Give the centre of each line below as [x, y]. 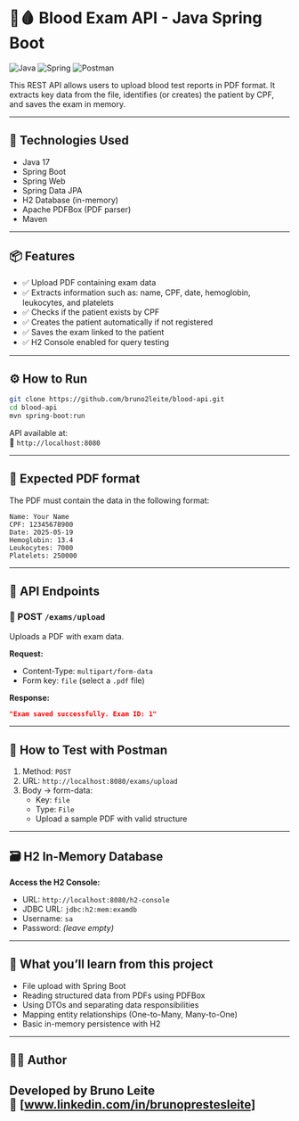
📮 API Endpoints [55, 592]
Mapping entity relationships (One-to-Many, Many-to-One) [130, 1014]
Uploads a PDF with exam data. [67, 636]
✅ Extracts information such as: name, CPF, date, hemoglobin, [136, 293]
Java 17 [36, 161]
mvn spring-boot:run [48, 416]
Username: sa [48, 919]
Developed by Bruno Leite [82, 1090]
